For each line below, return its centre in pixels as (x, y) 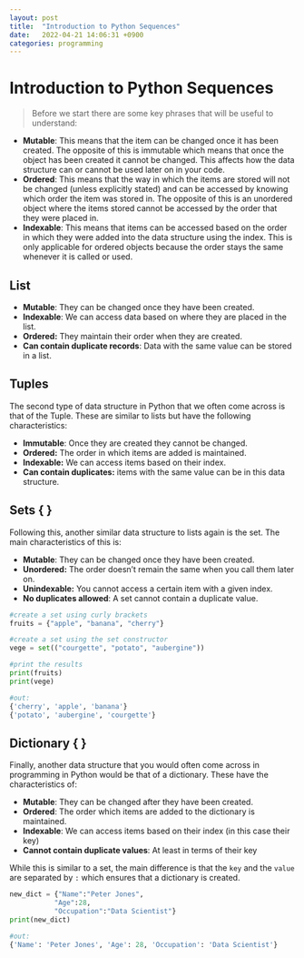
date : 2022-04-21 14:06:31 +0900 (77, 35)
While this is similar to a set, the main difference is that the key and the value (152, 868)
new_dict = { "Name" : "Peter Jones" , (77, 894)
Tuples (29, 384)
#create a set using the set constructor (89, 640)
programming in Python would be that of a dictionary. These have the (139, 775)
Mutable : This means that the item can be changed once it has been (151, 141)
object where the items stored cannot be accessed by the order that (150, 208)
